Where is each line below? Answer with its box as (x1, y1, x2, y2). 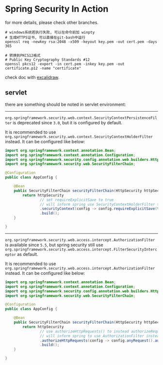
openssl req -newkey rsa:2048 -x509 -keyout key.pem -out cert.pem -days (5, 39, 158, 44)
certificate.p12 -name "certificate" (5, 66, 81, 71)
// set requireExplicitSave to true (39, 197, 114, 202)
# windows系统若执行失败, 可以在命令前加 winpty (5, 30, 95, 35)
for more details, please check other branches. (5, 19, 98, 25)
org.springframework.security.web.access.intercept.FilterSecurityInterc (5, 247, 158, 252)
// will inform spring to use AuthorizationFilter (39, 333, 145, 338)
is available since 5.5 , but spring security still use (5, 242, 103, 248)
